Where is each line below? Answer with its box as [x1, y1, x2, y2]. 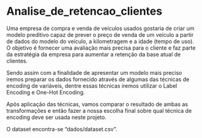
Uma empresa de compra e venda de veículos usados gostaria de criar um [6, 25, 195, 32]
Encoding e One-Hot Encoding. [6, 88, 85, 96]
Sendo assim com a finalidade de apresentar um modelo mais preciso [6, 69, 182, 76]
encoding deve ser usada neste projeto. [6, 113, 107, 121]
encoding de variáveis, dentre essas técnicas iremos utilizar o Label [6, 82, 178, 90]
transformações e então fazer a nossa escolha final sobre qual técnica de [6, 107, 192, 114]
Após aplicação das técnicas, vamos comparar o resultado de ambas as [6, 100, 189, 108]
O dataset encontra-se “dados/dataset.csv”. [6, 125, 118, 132]
